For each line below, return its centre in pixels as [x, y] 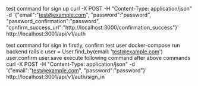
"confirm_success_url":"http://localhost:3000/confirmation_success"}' [93, 27]
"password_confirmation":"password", [53, 21]
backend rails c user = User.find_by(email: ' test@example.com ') [85, 52]
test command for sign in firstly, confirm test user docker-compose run [93, 45]
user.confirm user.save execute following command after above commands [98, 58]
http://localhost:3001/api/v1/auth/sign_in [56, 77]
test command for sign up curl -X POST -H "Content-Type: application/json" [99, 9]
